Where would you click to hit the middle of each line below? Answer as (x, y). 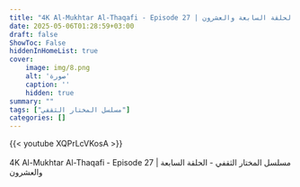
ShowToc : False (38, 43)
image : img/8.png (58, 68)
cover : (22, 59)
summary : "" (31, 101)
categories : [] (38, 118)
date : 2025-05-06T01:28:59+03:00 (72, 26)
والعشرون (26, 173)
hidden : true (50, 93)
